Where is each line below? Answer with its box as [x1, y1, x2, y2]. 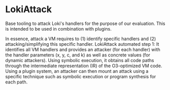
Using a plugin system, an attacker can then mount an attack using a [5, 68, 149, 74]
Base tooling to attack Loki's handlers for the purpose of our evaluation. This [5, 20, 166, 26]
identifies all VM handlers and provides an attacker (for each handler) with [5, 46, 161, 52]
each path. [5, 79, 28, 85]
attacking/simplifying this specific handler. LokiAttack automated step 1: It [5, 41, 159, 47]
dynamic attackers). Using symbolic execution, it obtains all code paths [5, 57, 154, 63]
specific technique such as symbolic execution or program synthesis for [5, 73, 156, 79]
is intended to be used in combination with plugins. [5, 25, 112, 32]
